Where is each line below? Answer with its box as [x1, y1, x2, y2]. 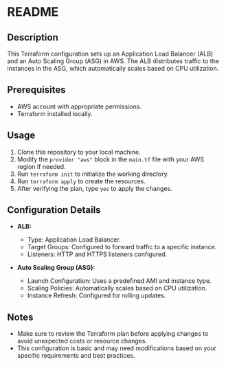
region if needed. [16, 162, 67, 170]
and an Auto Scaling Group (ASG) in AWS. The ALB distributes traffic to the [7, 57, 220, 65]
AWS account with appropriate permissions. [16, 102, 142, 111]
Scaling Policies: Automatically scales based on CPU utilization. [27, 284, 207, 293]
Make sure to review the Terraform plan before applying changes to [16, 330, 209, 338]
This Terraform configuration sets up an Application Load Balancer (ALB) [7, 49, 214, 58]
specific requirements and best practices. [16, 352, 135, 360]
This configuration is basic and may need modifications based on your [16, 344, 217, 352]
